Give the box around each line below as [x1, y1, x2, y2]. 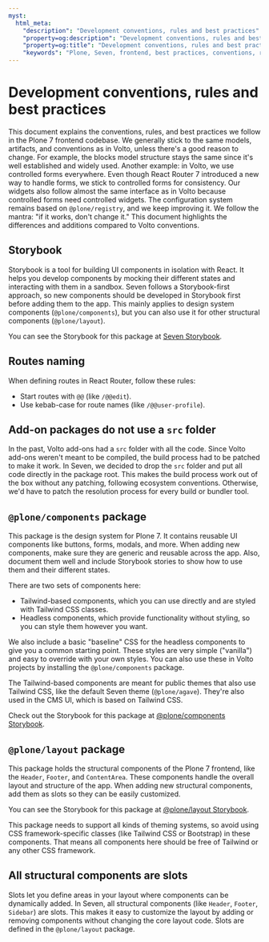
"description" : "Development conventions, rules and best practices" [22, 26, 260, 34]
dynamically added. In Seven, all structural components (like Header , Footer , [8, 898, 259, 908]
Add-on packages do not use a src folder [8, 423, 216, 436]
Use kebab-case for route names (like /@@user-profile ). [19, 399, 206, 409]
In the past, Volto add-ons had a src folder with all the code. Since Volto [8, 444, 246, 454]
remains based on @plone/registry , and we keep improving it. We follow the [8, 203, 259, 213]
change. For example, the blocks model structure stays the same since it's [8, 152, 254, 162]
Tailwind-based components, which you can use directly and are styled [19, 596, 256, 606]
